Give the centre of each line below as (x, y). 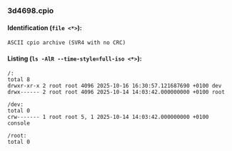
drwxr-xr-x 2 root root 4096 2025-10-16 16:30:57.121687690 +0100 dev (115, 86)
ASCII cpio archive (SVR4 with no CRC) (67, 43)
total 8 (19, 80)
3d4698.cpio (31, 11)
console (19, 123)
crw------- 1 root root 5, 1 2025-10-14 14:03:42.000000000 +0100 (108, 117)
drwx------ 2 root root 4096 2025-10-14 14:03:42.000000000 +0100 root (116, 92)
